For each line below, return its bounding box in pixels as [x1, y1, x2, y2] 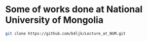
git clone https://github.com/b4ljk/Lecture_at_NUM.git [5, 31, 126, 36]
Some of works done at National [5, 4, 143, 15]
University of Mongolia [5, 14, 104, 26]
